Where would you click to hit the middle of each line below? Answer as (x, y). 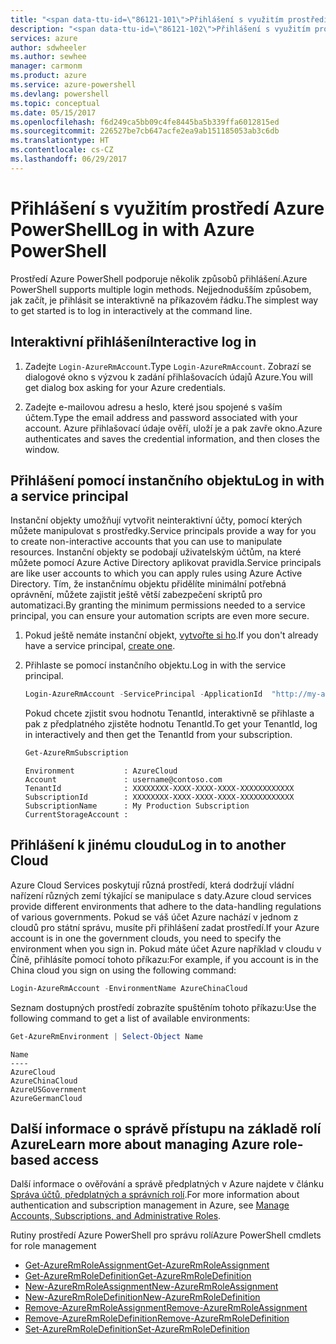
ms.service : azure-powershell (73, 85)
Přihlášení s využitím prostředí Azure (167, 208)
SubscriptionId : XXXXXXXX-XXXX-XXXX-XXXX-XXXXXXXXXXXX (159, 797)
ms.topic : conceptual (55, 103)
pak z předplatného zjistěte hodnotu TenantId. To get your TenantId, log (171, 724)
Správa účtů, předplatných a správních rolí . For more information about (155, 1195)
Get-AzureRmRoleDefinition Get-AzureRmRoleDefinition (138, 1276)
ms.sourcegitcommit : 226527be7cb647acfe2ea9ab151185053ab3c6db (145, 131)
